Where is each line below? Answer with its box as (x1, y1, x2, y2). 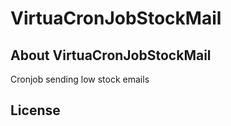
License (10, 102, 61, 119)
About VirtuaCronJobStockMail (10, 47, 212, 64)
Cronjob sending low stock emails (10, 73, 150, 85)
